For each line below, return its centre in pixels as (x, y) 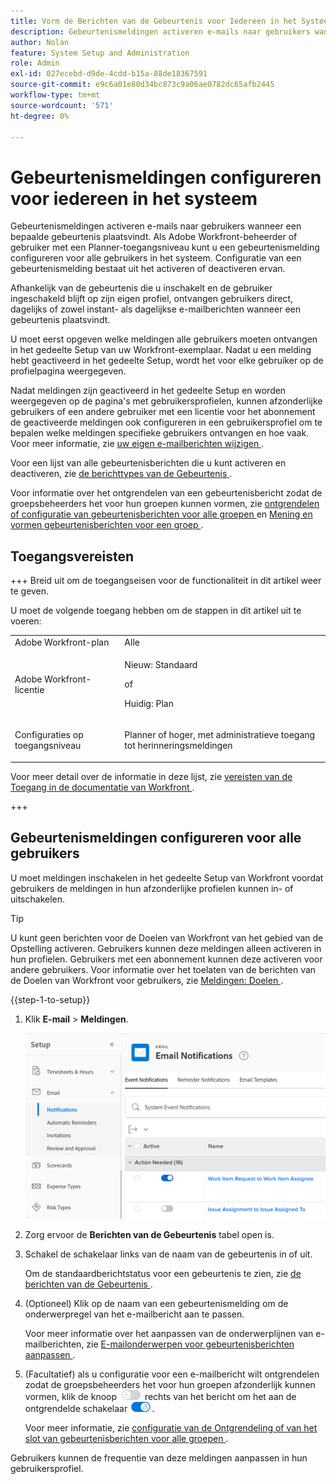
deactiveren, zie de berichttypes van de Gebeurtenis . (121, 474)
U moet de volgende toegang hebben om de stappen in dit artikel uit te (156, 611)
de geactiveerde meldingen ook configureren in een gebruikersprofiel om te (166, 422)
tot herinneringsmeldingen (178, 746)
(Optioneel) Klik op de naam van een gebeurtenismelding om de (156, 1303)
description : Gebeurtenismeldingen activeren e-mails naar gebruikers (160, 31)
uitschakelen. (38, 899)
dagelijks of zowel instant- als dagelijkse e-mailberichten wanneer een (155, 309)
